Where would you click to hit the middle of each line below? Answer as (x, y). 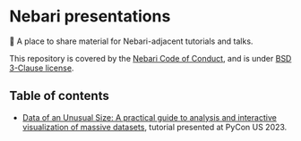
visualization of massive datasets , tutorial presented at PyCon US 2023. (155, 127)
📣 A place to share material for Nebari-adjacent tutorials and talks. (131, 41)
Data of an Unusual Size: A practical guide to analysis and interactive (150, 117)
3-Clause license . (42, 68)
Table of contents (59, 96)
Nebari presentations (90, 17)
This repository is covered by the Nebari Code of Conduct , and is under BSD (150, 58)
